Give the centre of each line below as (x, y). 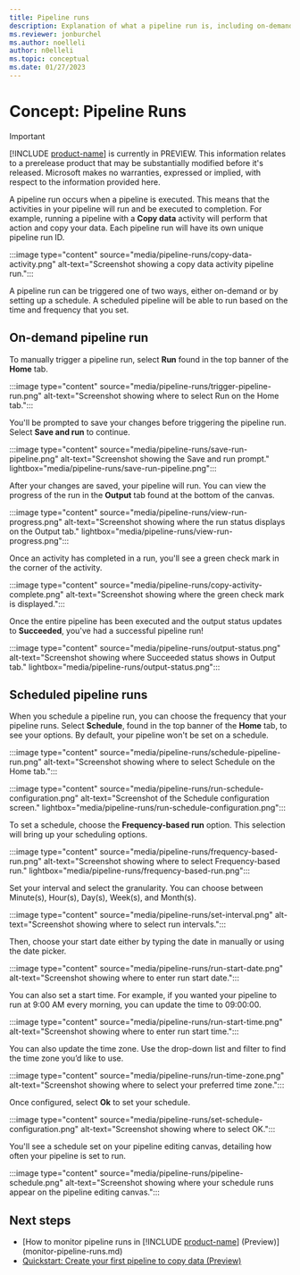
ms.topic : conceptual (50, 59)
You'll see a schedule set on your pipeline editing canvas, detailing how (141, 1146)
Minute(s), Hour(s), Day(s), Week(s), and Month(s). (103, 897)
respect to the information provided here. (85, 182)
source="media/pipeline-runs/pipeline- (171, 1173)
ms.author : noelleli (48, 42)
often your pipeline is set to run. (68, 1156)
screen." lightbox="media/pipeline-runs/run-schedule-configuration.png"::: (147, 808)
